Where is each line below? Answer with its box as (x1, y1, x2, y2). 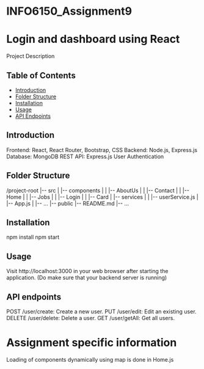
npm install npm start (6, 233, 60, 241)
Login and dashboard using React (6, 32, 180, 46)
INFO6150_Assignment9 (6, 4, 133, 18)
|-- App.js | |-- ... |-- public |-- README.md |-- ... (6, 200, 129, 207)
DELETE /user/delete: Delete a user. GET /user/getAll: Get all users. (6, 315, 175, 321)
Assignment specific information (6, 336, 177, 349)
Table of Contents (6, 70, 76, 81)
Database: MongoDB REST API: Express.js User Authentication (6, 153, 164, 160)
